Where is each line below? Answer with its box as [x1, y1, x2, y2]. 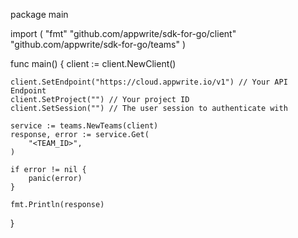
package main [10, 9, 69, 20]
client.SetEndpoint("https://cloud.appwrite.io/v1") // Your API [10, 77, 288, 87]
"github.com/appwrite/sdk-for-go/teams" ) [10, 39, 187, 50]
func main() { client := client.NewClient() [10, 58, 177, 69]
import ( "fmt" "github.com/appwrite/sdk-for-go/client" [10, 28, 237, 39]
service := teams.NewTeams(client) [10, 121, 159, 131]
